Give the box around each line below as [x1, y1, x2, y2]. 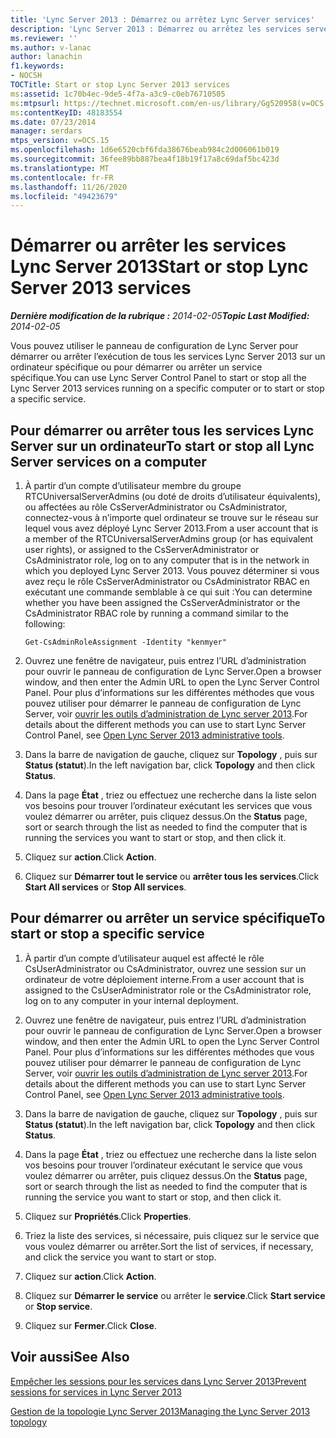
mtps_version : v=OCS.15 [10, 136, 110, 146]
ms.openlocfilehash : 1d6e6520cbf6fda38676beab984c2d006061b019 [10, 145, 280, 155]
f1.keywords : [10, 61, 65, 71]
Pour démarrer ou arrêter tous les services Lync [10, 422, 315, 439]
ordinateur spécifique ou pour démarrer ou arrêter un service [10, 361, 263, 373]
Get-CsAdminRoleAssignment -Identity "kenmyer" [24, 637, 227, 647]
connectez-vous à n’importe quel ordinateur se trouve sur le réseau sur [24, 512, 319, 523]
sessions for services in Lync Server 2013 [10, 1386, 182, 1398]
